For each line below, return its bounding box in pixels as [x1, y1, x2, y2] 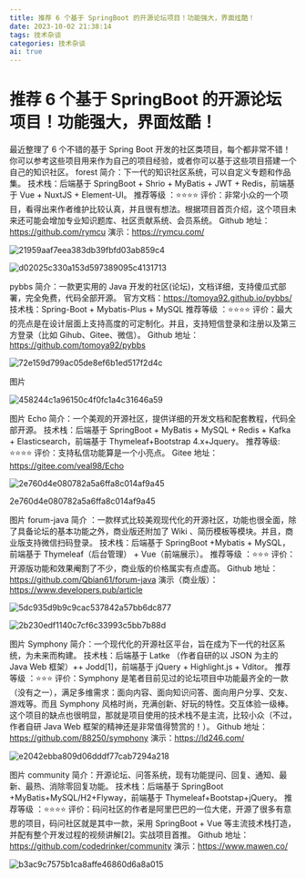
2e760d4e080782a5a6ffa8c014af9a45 [9, 495, 157, 506]
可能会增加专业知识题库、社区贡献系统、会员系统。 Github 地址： [25, 215, 270, 226]
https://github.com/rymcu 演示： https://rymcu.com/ [9, 227, 205, 238]
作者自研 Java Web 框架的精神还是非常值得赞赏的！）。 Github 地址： [9, 721, 269, 732]
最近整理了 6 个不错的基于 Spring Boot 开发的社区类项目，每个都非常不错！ [9, 144, 291, 155]
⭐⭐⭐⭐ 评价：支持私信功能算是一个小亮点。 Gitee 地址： [9, 447, 219, 458]
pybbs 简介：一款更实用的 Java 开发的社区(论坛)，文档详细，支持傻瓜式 [9, 281, 280, 292]
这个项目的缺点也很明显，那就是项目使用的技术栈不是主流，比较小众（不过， [9, 710, 297, 720]
